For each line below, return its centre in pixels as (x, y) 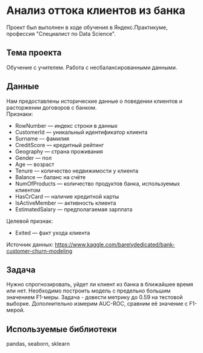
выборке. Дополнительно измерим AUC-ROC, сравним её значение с (97, 304)
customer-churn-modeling (39, 251)
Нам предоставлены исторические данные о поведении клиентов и (95, 101)
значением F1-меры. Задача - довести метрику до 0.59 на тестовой (95, 297)
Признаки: (20, 114)
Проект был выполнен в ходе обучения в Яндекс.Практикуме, (87, 27)
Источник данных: (30, 244)
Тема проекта (34, 53)
